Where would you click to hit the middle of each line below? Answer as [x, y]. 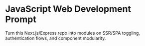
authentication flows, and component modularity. [56, 38]
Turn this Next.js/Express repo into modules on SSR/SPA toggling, [73, 33]
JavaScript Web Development [68, 9]
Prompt [21, 19]
